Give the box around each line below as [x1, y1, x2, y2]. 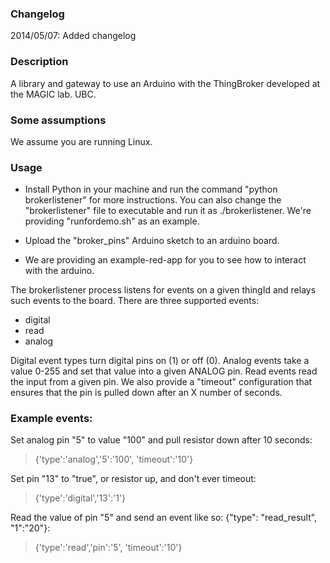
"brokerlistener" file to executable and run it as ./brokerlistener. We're [24, 205, 312, 217]
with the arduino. [24, 265, 95, 277]
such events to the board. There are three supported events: [10, 295, 260, 307]
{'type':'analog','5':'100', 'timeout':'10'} [34, 453, 194, 466]
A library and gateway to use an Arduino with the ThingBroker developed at [10, 77, 321, 89]
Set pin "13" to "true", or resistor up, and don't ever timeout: [10, 473, 257, 485]
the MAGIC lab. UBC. [10, 88, 97, 100]
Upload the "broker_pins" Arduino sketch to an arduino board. [24, 235, 280, 247]
